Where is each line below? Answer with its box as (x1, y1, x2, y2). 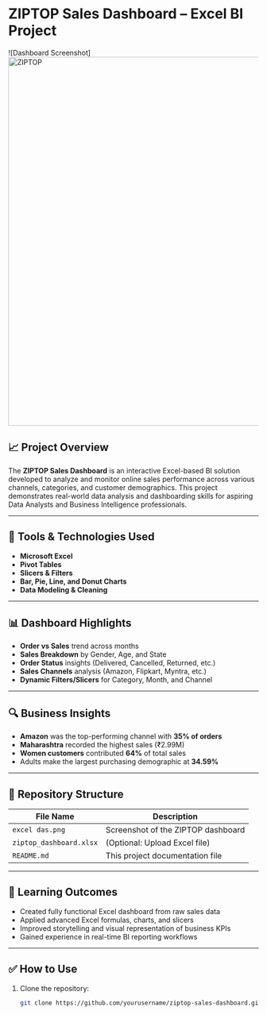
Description (152, 811, 199, 822)
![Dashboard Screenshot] (8, 48, 91, 57)
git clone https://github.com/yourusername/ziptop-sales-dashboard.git (19, 998, 262, 1007)
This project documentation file (105, 851, 222, 861)
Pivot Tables (19, 559, 62, 569)
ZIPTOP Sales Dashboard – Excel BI (8, 5, 244, 23)
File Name (35, 811, 75, 822)
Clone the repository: (19, 983, 90, 993)
